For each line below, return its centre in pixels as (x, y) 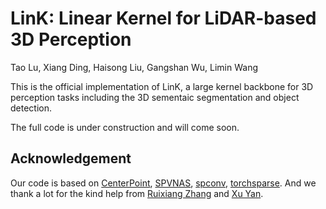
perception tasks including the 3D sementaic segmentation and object (155, 97)
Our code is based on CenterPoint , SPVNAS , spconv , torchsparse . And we (163, 183)
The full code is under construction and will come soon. (125, 127)
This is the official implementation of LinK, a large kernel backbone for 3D (162, 86)
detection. (31, 108)
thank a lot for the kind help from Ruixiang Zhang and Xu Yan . (137, 193)
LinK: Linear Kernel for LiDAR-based (163, 18)
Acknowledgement (71, 158)
